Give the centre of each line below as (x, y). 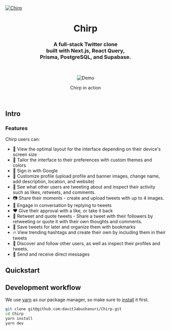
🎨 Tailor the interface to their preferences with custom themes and (82, 160)
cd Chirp (15, 314)
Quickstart (23, 270)
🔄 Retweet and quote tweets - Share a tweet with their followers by (83, 216)
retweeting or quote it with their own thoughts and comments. (77, 222)
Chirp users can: (23, 139)
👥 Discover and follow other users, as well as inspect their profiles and (86, 244)
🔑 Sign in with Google (35, 171)
